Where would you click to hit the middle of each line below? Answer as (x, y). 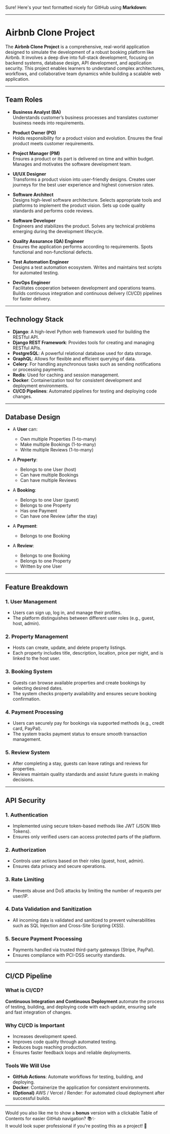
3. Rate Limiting (25, 880)
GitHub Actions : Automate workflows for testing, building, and (78, 1077)
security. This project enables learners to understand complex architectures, (85, 68)
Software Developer (34, 220)
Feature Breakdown (37, 587)
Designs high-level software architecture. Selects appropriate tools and (87, 200)
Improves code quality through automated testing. (65, 1042)
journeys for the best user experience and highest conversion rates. (83, 184)
